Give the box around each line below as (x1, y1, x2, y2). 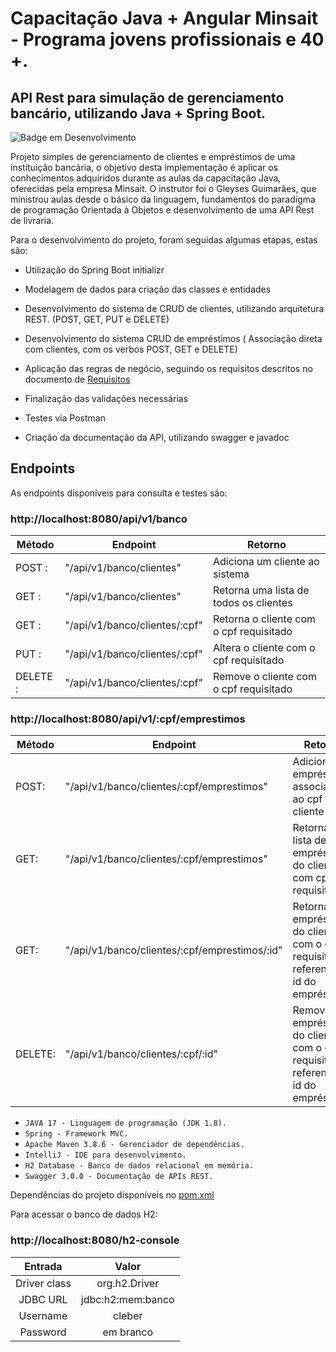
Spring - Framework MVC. (24, 1129, 129, 1139)
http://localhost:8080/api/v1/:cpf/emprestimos (10, 712, 246, 726)
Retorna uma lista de (212, 583, 310, 597)
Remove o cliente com (212, 670, 317, 684)
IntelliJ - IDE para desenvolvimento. (24, 1150, 187, 1161)
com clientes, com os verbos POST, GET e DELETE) (24, 343, 238, 355)
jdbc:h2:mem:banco (80, 1292, 175, 1306)
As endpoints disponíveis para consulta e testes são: (10, 487, 228, 499)
